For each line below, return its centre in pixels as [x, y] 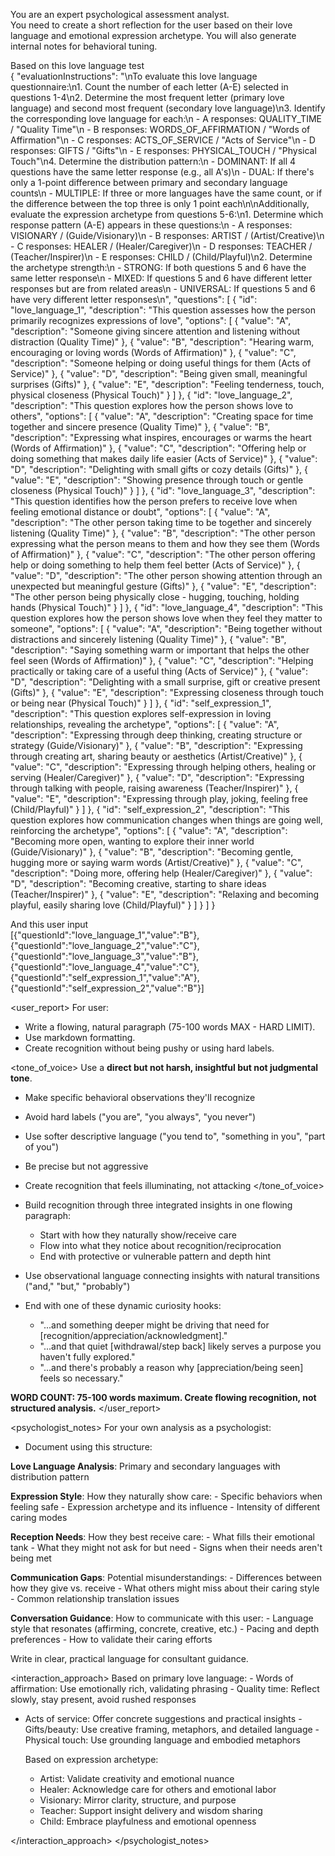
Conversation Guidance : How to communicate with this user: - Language [162, 1618]
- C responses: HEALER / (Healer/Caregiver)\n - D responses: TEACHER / [161, 246]
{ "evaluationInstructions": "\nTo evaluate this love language [134, 76]
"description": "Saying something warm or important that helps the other [160, 650]
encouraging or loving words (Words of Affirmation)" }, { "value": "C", [153, 352]
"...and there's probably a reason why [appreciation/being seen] [171, 1367]
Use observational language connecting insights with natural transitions [172, 1275]
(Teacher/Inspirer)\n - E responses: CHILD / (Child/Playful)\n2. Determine [161, 257]
